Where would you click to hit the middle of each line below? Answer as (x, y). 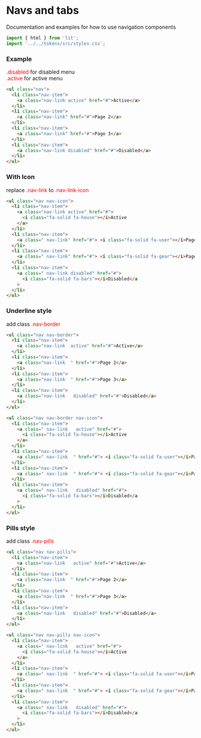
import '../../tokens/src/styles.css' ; (56, 43)
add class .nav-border (33, 324)
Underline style (29, 311)
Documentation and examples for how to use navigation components (91, 27)
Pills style (21, 528)
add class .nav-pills (30, 541)
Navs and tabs (43, 10)
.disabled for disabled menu (41, 72)
